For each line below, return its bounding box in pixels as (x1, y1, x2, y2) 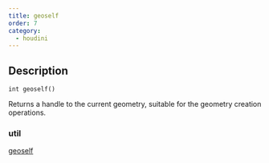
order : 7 (8, 19, 38, 27)
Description (8, 63, 68, 77)
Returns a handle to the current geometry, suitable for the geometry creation (8, 100, 262, 109)
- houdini (15, 34, 48, 43)
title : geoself (8, 11, 59, 20)
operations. (8, 108, 47, 117)
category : (8, 26, 42, 35)
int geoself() (8, 85, 56, 93)
